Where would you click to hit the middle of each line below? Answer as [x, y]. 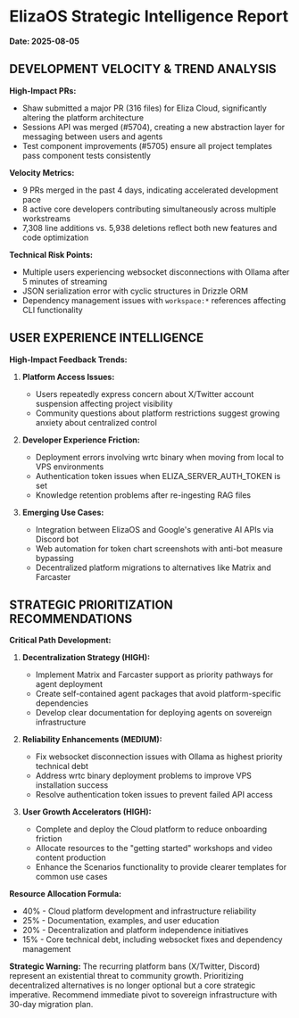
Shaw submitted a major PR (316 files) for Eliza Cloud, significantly [145, 108]
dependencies [62, 703]
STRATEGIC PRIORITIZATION [91, 604]
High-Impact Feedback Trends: [68, 360]
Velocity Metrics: [42, 172]
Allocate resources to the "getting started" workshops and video [154, 848]
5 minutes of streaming [65, 281]
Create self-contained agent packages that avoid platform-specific [158, 694]
